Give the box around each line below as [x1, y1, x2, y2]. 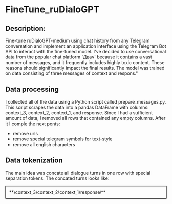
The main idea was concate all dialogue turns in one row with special [5, 170, 151, 176]
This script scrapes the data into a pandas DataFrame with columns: [5, 104, 149, 110]
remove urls [12, 130, 38, 136]
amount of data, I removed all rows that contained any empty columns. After [5, 115, 166, 121]
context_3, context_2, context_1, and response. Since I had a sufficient [5, 109, 153, 116]
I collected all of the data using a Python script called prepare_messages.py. [5, 98, 166, 105]
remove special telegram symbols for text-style [12, 136, 113, 142]
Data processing [5, 85, 59, 94]
